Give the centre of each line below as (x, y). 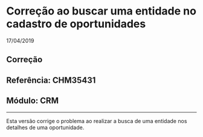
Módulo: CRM (33, 101)
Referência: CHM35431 (51, 80)
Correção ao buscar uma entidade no (101, 11)
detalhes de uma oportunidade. (45, 127)
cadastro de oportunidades (76, 24)
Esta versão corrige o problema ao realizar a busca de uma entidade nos (97, 121)
